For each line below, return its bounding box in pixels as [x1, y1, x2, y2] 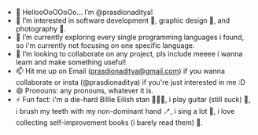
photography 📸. [15, 24, 67, 33]
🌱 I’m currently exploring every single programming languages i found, [15, 32, 245, 42]
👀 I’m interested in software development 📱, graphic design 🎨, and [15, 16, 230, 25]
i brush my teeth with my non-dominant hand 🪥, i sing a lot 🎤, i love [15, 107, 235, 115]
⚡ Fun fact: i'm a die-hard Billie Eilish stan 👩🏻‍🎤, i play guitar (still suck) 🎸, [15, 95, 251, 104]
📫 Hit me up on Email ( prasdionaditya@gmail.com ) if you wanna [15, 67, 226, 75]
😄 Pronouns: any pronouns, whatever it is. [15, 86, 154, 95]
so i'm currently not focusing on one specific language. [15, 41, 195, 50]
